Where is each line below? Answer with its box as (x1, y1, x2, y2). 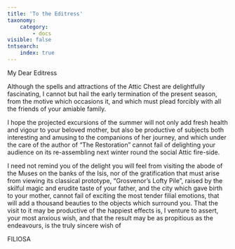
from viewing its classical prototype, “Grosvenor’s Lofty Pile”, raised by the (7, 176, 223, 184)
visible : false (7, 36, 52, 43)
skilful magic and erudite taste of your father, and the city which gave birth (7, 184, 223, 192)
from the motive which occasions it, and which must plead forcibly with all (7, 97, 222, 105)
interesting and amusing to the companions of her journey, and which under (7, 133, 227, 141)
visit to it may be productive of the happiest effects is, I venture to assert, (7, 206, 219, 215)
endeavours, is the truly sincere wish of (7, 221, 121, 229)
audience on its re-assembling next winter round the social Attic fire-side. (7, 148, 220, 156)
